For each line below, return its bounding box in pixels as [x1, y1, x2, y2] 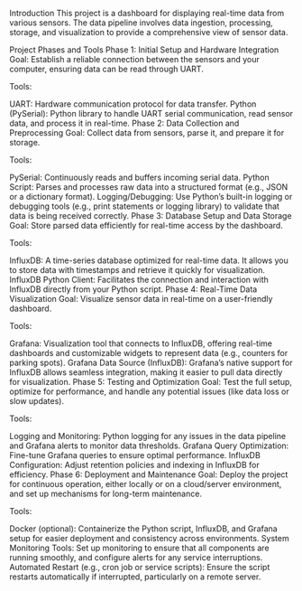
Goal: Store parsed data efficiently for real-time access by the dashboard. [9, 220, 284, 230]
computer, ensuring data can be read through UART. [9, 63, 205, 74]
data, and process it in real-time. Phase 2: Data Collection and [9, 117, 240, 128]
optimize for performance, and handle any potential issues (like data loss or [9, 386, 290, 397]
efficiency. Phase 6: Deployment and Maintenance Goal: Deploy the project [9, 469, 288, 480]
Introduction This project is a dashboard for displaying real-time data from [9, 8, 285, 18]
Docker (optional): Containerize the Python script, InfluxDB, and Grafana [9, 523, 278, 534]
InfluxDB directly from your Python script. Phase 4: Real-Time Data [9, 284, 258, 295]
